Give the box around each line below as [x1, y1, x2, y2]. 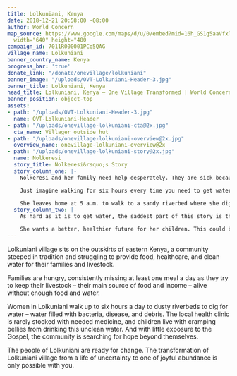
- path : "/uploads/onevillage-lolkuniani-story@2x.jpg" [7, 148, 175, 155]
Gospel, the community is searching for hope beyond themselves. [7, 332, 199, 341]
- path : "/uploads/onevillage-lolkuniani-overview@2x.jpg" [7, 135, 185, 142]
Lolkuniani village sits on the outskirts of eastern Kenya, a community [7, 245, 209, 253]
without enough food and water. [7, 289, 100, 297]
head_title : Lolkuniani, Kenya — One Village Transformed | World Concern [7, 89, 232, 96]
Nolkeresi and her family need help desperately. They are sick [20, 174, 213, 181]
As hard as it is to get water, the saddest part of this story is [20, 213, 222, 220]
